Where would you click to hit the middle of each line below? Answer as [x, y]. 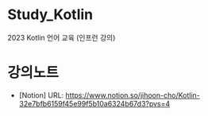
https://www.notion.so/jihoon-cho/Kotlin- [133, 95]
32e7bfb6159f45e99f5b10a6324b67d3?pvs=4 [94, 103]
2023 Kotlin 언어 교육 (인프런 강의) [62, 37]
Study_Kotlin [50, 15]
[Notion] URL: [41, 95]
